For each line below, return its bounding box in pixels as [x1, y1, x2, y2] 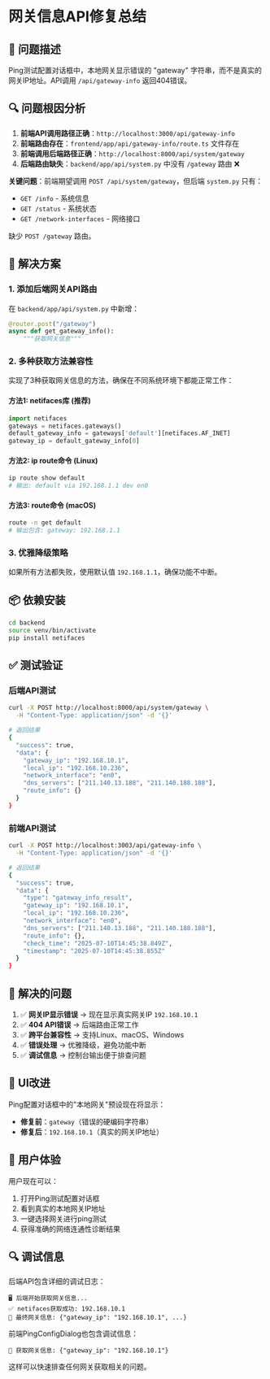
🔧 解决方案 [8, 257, 61, 271]
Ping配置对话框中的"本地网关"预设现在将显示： [8, 1099, 166, 1109]
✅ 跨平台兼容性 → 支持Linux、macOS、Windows [20, 1029, 185, 1039]
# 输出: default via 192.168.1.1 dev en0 [8, 481, 149, 490]
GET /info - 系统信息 [20, 193, 89, 203]
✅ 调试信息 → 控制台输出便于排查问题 [20, 1050, 146, 1059]
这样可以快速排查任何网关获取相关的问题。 [8, 1362, 151, 1372]
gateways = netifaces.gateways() [8, 422, 122, 430]
